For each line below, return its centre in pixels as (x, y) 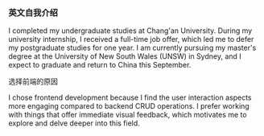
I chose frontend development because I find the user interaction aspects (130, 97)
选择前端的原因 (33, 81)
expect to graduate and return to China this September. (100, 65)
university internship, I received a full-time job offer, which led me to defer (131, 39)
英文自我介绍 (33, 12)
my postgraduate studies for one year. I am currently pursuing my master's (132, 48)
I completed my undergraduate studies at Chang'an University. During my (130, 31)
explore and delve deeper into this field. (74, 123)
